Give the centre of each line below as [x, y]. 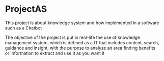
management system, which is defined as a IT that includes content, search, [82, 42]
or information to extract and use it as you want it [55, 53]
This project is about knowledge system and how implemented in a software [82, 23]
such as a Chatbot [24, 28]
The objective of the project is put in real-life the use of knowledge [73, 37]
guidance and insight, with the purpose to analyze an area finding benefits [80, 48]
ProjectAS [26, 9]
